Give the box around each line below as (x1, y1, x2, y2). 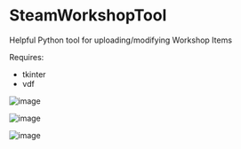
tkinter (21, 68, 46, 80)
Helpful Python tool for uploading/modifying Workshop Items (9, 35, 233, 45)
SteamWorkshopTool (9, 5, 167, 26)
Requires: (9, 51, 44, 62)
